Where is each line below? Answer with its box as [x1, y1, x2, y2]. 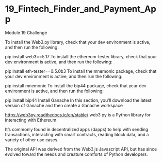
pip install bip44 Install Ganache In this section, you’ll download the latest [5, 97, 152, 103]
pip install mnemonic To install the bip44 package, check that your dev [5, 82, 146, 88]
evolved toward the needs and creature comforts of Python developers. [5, 151, 148, 157]
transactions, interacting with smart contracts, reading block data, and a [5, 131, 149, 137]
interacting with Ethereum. [5, 117, 58, 123]
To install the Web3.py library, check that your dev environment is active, [5, 39, 150, 45]
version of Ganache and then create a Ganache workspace [5, 102, 123, 108]
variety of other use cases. [5, 137, 59, 143]
